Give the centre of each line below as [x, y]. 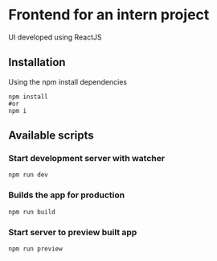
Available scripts [51, 136]
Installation [37, 62]
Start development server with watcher [87, 159]
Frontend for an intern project [109, 15]
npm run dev [28, 175]
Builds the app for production [67, 195]
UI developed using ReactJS [55, 37]
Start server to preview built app [73, 232]
